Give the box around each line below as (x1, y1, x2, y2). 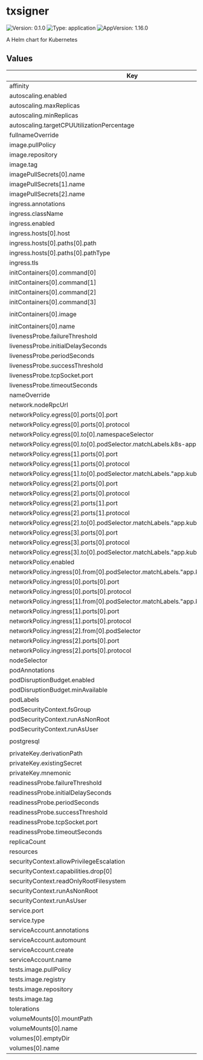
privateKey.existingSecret (9, 759, 83, 767)
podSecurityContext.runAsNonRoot (9, 715, 110, 723)
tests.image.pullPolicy (9, 965, 71, 974)
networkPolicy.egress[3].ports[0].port (9, 528, 118, 536)
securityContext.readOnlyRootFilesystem (9, 877, 126, 885)
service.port (9, 906, 44, 914)
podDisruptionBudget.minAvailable (9, 685, 108, 694)
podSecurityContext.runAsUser (9, 724, 98, 733)
